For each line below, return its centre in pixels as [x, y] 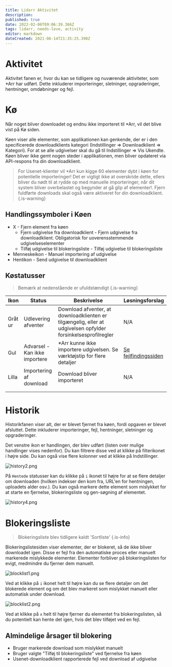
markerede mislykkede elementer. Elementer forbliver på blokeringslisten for [86, 558]
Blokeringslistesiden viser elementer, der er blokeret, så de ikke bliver [79, 547]
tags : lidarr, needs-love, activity [44, 29]
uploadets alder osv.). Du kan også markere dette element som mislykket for [86, 487]
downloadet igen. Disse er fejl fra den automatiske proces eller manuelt [81, 553]
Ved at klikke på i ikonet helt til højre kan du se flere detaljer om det [77, 583]
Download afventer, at [85, 309]
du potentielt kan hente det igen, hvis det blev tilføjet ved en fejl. [73, 620]
